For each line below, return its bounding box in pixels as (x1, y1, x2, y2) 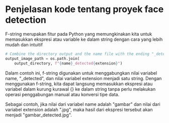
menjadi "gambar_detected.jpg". (5, 112, 72, 118)
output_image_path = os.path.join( (5, 56, 80, 61)
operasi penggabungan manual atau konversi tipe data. (5, 91, 120, 97)
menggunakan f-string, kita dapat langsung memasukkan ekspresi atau (5, 81, 153, 87)
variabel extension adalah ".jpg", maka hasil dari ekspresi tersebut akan (5, 106, 153, 112)
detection (5, 14, 46, 26)
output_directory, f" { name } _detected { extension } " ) (14, 60, 123, 66)
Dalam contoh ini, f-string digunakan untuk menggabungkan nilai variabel (5, 70, 157, 76)
